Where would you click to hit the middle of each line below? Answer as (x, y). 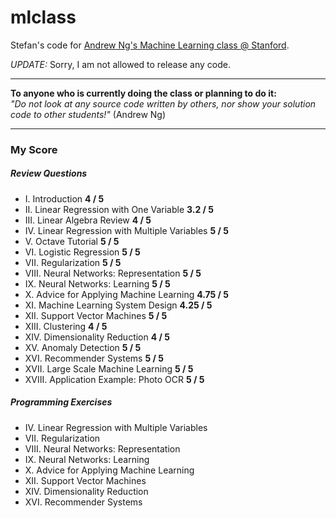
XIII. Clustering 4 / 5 (66, 326)
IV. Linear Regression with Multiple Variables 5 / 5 (126, 230)
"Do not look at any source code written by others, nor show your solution (163, 103)
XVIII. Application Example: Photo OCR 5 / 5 (114, 379)
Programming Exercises (61, 402)
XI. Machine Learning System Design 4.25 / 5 (118, 305)
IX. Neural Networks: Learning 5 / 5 (97, 283)
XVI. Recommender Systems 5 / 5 (94, 358)
